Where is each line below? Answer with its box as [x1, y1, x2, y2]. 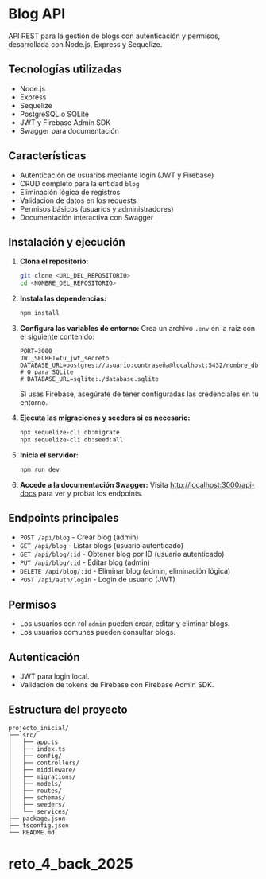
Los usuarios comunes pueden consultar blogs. [19, 628, 176, 637]
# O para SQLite [19, 368, 74, 376]
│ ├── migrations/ [8, 772, 77, 780]
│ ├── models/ [8, 780, 62, 788]
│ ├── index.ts [8, 745, 66, 753]
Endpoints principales [8, 511, 119, 525]
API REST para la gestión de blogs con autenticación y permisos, [8, 31, 221, 41]
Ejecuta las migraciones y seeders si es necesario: [19, 413, 191, 422]
